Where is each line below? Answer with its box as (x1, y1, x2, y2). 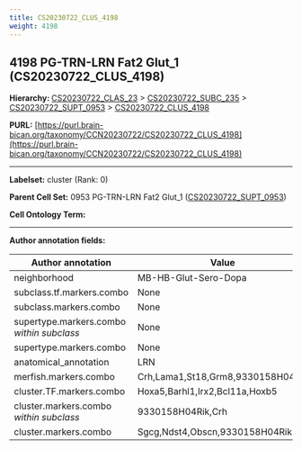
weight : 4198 (9, 22, 58, 31)
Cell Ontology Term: (9, 209, 86, 220)
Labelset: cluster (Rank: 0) (9, 175, 109, 185)
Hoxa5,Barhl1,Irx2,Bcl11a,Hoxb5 (137, 385, 278, 398)
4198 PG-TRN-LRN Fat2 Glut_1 (9, 55, 180, 70)
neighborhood (13, 272, 75, 284)
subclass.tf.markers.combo (13, 286, 129, 299)
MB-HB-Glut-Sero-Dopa (137, 272, 247, 284)
